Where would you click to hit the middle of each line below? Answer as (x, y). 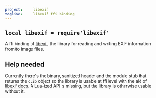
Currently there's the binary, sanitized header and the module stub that (76, 76)
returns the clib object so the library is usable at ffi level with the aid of (76, 81)
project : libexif (27, 9)
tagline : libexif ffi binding (40, 14)
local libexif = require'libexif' (57, 33)
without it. (15, 91)
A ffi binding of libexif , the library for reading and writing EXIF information (78, 44)
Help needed (25, 64)
